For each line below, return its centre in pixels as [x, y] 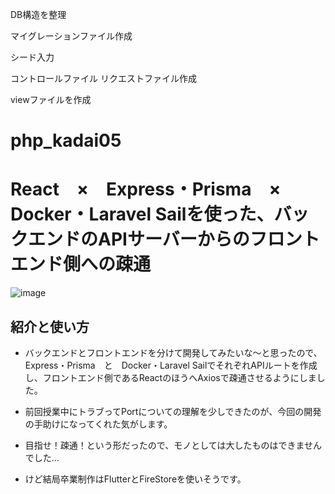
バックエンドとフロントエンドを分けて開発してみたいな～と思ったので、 [171, 352]
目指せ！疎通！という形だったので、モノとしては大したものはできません [173, 445]
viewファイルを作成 [51, 99]
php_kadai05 [66, 140]
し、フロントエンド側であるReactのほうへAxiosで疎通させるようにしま [170, 377]
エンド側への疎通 [81, 264]
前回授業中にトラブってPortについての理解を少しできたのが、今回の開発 [173, 411]
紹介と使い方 [50, 326]
